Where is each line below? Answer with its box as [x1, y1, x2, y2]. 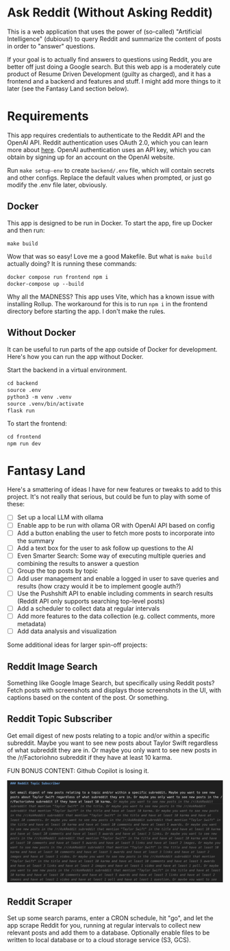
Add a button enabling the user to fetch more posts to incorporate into [16, 529, 215, 537]
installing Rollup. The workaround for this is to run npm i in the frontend [7, 299, 207, 308]
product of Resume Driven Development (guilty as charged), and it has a [7, 70, 212, 78]
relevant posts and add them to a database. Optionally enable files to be [7, 928, 210, 937]
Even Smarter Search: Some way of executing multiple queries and [16, 552, 206, 560]
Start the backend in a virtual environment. [7, 365, 128, 374]
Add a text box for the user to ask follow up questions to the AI [16, 543, 194, 552]
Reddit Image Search [7, 660, 98, 672]
